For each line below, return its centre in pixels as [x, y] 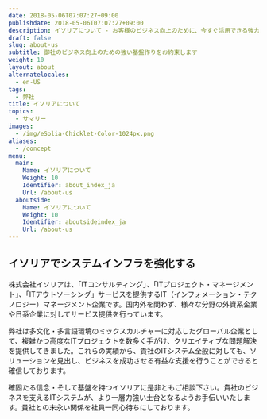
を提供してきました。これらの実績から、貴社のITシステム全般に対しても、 [129, 351]
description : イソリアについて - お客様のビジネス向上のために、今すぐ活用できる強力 [134, 30]
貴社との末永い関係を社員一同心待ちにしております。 [108, 407]
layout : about [32, 67]
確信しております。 [39, 371]
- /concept [33, 148]
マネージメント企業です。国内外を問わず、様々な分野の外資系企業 [150, 304]
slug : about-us [33, 45]
